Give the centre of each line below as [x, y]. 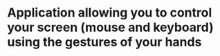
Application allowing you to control [110, 13]
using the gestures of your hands [104, 42]
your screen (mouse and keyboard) [110, 27]
